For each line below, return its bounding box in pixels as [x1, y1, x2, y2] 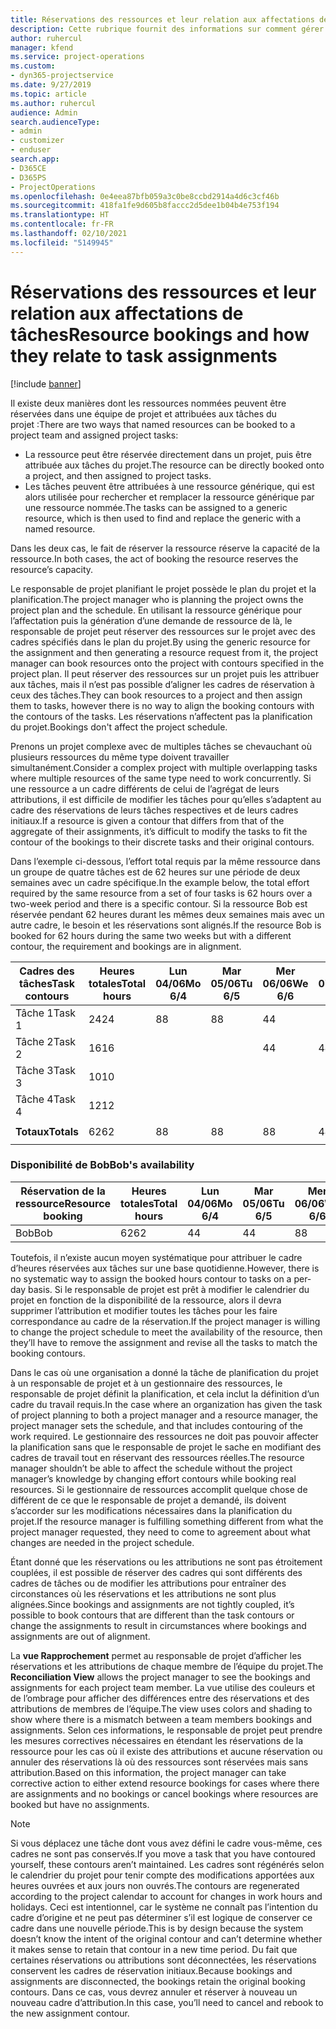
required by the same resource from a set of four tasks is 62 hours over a [10, 887, 313, 899]
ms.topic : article [10, 89, 87, 99]
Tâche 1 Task [15, 1006, 77, 1020]
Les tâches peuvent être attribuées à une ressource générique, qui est [24, 480, 315, 492]
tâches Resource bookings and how [10, 323, 310, 346]
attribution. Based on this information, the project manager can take [10, 1766, 287, 1778]
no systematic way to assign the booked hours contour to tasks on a [10, 1272, 292, 1285]
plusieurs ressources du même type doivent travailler [10, 751, 230, 763]
